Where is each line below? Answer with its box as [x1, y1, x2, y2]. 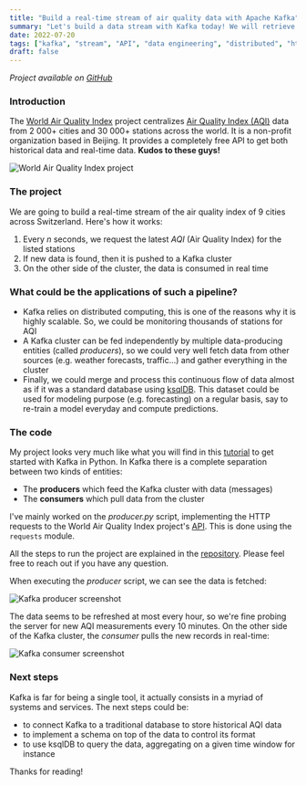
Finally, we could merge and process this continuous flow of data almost [22, 374, 295, 385]
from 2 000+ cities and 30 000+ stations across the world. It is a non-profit [9, 125, 291, 137]
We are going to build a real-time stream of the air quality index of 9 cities [9, 206, 286, 217]
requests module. [9, 530, 76, 541]
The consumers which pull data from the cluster [22, 494, 205, 505]
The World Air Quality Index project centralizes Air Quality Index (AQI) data [9, 116, 290, 127]
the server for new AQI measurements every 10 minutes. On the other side [9, 621, 288, 632]
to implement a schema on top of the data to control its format [22, 728, 256, 739]
